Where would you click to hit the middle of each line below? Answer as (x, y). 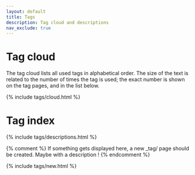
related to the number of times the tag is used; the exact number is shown (95, 79)
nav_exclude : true (28, 28)
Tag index (31, 121)
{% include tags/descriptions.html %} (51, 137)
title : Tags (21, 17)
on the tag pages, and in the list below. (53, 86)
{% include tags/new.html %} (41, 166)
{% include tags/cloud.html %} (43, 97)
